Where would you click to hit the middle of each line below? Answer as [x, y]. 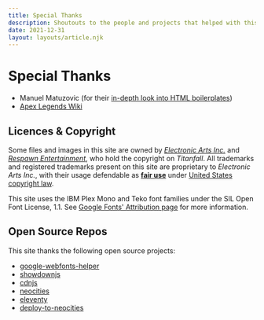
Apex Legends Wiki [51, 106]
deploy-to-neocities [51, 307]
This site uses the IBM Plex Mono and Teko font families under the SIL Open [131, 199]
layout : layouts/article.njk [56, 37]
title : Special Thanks [45, 15]
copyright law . [31, 183]
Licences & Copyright [62, 131]
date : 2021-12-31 [37, 30]
